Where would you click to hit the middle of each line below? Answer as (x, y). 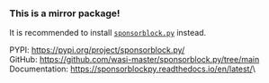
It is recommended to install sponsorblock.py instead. (108, 33)
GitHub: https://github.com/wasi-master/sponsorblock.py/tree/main (134, 60)
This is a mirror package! (65, 13)
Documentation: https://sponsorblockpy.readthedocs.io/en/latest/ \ (133, 69)
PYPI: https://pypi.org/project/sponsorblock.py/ (97, 50)
